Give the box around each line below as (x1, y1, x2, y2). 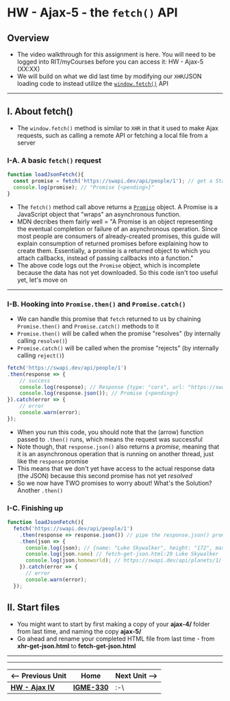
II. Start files (7, 602, 60, 613)
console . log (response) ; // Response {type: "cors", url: (19, 383, 186, 390)
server (16, 139, 36, 147)
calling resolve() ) (16, 336, 68, 344)
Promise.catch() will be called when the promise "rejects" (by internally (16, 344, 219, 352)
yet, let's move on (16, 276, 68, 284)
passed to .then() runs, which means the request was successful (16, 435, 203, 443)
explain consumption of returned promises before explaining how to (16, 239, 209, 248)
